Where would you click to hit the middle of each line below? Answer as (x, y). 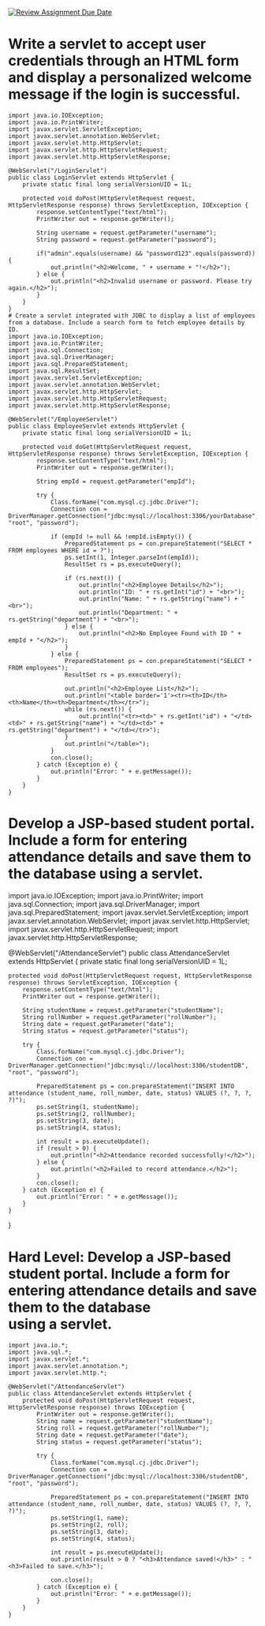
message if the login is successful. (124, 94)
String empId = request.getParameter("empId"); (116, 481)
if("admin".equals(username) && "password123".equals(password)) (146, 253)
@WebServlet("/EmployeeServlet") (63, 419)
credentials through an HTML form (123, 61)
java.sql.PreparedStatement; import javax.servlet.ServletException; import (128, 912)
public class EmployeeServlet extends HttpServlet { (97, 426)
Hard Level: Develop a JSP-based (119, 1257)
